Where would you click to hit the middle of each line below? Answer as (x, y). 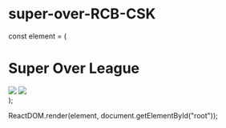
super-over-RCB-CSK (82, 14)
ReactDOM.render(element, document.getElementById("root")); (113, 115)
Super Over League (74, 68)
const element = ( (37, 36)
